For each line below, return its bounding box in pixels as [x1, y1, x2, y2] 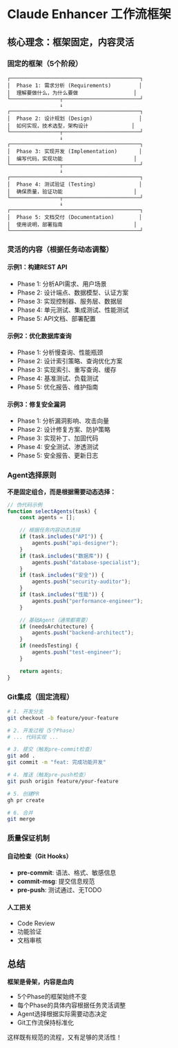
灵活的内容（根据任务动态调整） [7, 244, 114, 254]
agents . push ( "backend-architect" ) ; [32, 629, 135, 636]
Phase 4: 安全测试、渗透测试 [17, 443, 99, 451]
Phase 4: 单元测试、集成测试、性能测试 [17, 306, 129, 314]
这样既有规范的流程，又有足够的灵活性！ [7, 1033, 122, 1042]
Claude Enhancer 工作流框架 [7, 6, 171, 22]
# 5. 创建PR [7, 790, 39, 797]
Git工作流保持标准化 [17, 1018, 75, 1027]
